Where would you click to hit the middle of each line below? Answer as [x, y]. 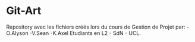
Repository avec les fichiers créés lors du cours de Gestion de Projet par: [96, 27]
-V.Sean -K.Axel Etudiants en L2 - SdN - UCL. [85, 33]
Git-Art [24, 11]
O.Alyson [17, 33]
